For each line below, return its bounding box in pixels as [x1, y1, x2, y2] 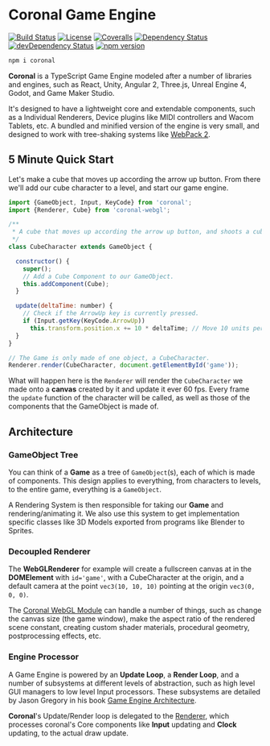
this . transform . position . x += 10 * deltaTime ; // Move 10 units [29, 324, 250, 332]
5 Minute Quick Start [8, 153, 114, 167]
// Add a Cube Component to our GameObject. [22, 272, 174, 280]
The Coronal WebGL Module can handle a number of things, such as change [8, 606, 262, 615]
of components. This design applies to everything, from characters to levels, [8, 475, 261, 485]
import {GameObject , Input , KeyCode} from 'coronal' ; [8, 198, 193, 206]
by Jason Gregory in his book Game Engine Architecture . [8, 695, 197, 705]
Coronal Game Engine [8, 6, 157, 24]
